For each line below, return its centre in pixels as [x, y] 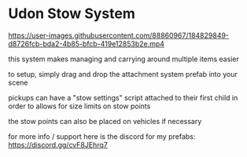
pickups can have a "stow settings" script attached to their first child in [123, 97]
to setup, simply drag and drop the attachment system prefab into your [123, 74]
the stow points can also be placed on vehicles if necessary [105, 121]
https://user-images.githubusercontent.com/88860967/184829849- [119, 35]
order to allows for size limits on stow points [79, 106]
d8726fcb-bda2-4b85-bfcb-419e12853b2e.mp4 [87, 43]
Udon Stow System [72, 14]
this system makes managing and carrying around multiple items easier [124, 59]
